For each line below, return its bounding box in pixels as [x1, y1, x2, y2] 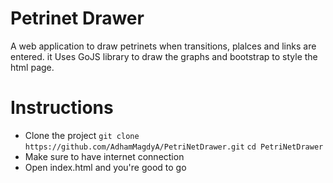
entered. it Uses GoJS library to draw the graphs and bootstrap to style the [10, 50, 318, 62]
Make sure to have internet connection [24, 150, 185, 162]
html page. [10, 61, 55, 73]
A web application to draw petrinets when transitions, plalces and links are [10, 40, 317, 52]
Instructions [10, 97, 114, 119]
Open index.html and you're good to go [24, 161, 187, 173]
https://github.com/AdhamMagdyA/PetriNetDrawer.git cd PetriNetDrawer [24, 142, 324, 152]
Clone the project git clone [24, 129, 140, 141]
